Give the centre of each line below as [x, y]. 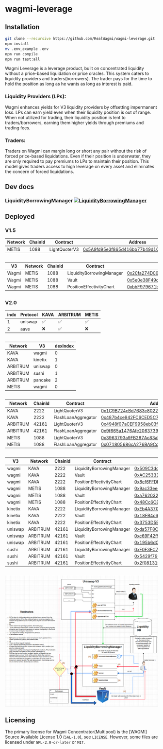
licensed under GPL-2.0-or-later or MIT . [45, 742]
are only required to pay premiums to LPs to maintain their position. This [77, 161]
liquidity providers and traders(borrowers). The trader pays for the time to [79, 79]
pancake [42, 380]
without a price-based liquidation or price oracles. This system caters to [77, 73]
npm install [17, 44]
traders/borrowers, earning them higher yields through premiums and [74, 122]
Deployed [20, 217]
